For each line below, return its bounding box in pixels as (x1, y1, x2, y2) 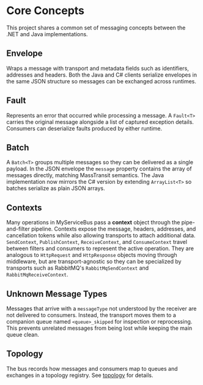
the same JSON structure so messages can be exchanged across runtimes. (6, 77, 197, 85)
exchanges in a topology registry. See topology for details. (6, 372, 153, 379)
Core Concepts (6, 4, 84, 18)
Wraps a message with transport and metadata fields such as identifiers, (6, 64, 190, 72)
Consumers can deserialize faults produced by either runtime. (6, 124, 163, 132)
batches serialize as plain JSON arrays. (6, 185, 105, 192)
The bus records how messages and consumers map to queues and (6, 365, 178, 372)
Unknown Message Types (6, 289, 108, 299)
